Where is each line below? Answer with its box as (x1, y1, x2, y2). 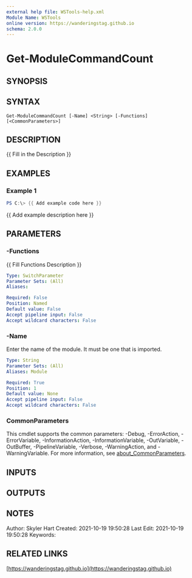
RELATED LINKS (6, 549, 68, 559)
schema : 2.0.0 (6, 25, 43, 32)
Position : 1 (6, 385, 36, 392)
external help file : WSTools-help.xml (6, 8, 105, 15)
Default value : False (6, 306, 61, 313)
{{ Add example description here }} (6, 211, 94, 219)
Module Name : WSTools (6, 15, 61, 21)
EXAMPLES (6, 168, 50, 178)
